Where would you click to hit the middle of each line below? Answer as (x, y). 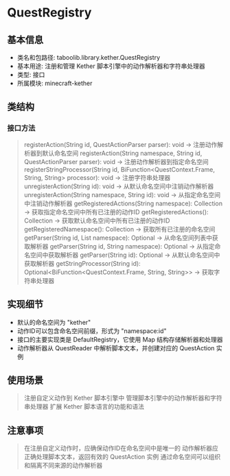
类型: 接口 (31, 75)
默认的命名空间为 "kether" (54, 322)
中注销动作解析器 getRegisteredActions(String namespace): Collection (123, 203)
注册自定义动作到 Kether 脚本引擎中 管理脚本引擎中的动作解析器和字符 (123, 398)
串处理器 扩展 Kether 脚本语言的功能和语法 (84, 407)
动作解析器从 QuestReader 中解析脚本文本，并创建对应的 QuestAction (116, 348)
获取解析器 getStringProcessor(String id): (82, 263)
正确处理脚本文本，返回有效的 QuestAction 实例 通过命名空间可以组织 (122, 457)
